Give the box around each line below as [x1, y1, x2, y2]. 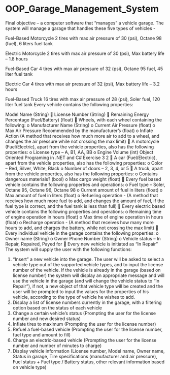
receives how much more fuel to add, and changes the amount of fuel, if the [5, 198, 164, 204]
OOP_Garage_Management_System [5, 3, 159, 15]
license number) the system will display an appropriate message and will [12, 272, 165, 278]
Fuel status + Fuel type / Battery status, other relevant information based [12, 359, 165, 365]
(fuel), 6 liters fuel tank [5, 40, 53, 46]
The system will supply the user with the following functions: [5, 246, 132, 252]
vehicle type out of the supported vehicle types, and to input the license [12, 261, 163, 267]
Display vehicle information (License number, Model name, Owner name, [12, 348, 165, 354]
